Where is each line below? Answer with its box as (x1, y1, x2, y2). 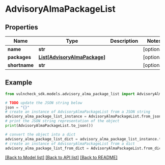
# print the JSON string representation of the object (5, 119, 120, 124)
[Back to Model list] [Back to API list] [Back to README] (5, 155, 118, 161)
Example (5, 79, 32, 87)
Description (110, 38, 138, 44)
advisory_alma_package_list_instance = (5, 114, 87, 119)
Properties (5, 23, 38, 31)
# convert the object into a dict (5, 132, 76, 137)
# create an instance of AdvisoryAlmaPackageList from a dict (5, 141, 135, 146)
